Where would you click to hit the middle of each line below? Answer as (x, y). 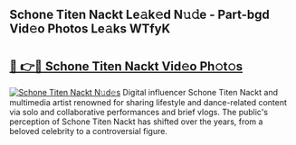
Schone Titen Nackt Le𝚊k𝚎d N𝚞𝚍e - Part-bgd (139, 15)
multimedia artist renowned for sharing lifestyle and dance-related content (148, 102)
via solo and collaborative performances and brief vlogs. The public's (139, 112)
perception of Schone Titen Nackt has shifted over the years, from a (136, 122)
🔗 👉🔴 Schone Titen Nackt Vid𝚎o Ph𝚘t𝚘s (126, 66)
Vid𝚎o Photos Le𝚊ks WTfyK (90, 29)
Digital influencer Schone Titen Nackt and (201, 92)
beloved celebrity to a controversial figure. (88, 131)
